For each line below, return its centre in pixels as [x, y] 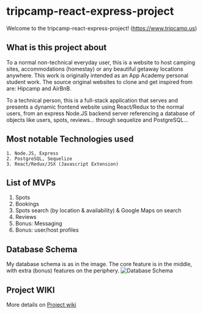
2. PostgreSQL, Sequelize [39, 159]
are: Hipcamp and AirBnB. [39, 88]
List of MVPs [31, 182]
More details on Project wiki [41, 304]
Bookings [27, 204]
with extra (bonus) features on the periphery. [63, 270]
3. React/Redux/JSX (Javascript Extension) [63, 164]
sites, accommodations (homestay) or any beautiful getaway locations [95, 69]
